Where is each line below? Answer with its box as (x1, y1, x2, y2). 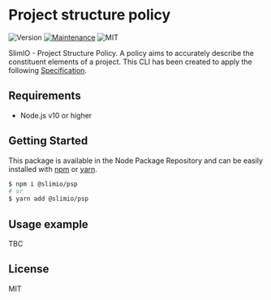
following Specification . (8, 65, 88, 75)
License (8, 262, 49, 276)
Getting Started (8, 134, 88, 148)
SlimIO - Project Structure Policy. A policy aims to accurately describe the (8, 48, 254, 58)
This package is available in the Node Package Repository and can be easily (8, 156, 264, 165)
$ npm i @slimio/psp (8, 180, 79, 188)
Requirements (8, 89, 81, 103)
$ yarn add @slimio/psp (8, 195, 89, 204)
